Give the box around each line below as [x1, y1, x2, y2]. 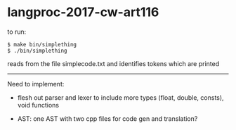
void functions [17, 100, 60, 109]
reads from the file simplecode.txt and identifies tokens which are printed [7, 59, 220, 67]
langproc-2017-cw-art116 [7, 4, 159, 20]
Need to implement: [7, 79, 65, 88]
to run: [7, 27, 27, 36]
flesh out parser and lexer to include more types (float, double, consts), [17, 93, 224, 102]
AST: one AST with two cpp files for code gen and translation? [17, 114, 198, 123]
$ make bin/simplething [7, 41, 77, 48]
